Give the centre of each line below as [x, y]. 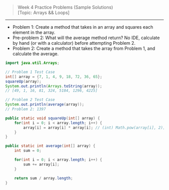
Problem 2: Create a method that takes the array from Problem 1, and [84, 48]
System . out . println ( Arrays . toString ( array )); [54, 86]
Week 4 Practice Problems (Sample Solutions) [65, 7]
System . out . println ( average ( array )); [45, 105]
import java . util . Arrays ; [32, 63]
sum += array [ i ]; [41, 164]
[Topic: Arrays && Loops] [44, 13]
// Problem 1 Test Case [30, 72]
